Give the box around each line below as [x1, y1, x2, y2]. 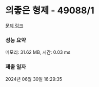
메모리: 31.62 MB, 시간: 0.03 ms [5, 49, 71, 55]
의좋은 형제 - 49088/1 [5, 5, 95, 16]
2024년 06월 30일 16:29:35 [5, 76, 63, 82]
